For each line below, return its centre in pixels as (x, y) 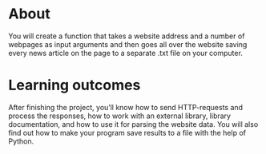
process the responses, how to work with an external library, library (119, 116)
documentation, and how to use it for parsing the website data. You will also (133, 124)
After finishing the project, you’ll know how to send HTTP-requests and (125, 107)
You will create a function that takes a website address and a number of (127, 36)
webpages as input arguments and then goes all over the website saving (128, 44)
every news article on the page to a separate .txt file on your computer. (125, 53)
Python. (21, 141)
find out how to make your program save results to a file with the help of (127, 132)
